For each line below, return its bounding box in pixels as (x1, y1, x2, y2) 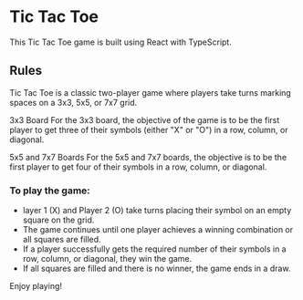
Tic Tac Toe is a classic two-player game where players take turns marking (9, 87, 292, 98)
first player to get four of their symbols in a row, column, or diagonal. (9, 161, 267, 172)
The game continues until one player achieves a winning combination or (22, 224, 294, 235)
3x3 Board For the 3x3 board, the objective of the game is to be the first (9, 114, 280, 125)
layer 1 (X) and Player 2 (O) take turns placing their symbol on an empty (22, 205, 292, 216)
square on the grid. (22, 214, 95, 225)
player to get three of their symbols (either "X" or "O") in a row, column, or (9, 124, 288, 135)
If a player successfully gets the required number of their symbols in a (22, 243, 287, 254)
